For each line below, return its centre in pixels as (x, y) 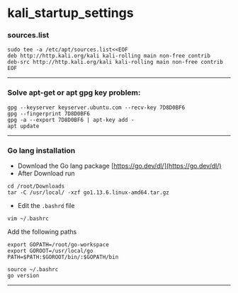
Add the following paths (42, 232)
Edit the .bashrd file (46, 206)
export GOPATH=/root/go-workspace (58, 245)
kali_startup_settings (70, 13)
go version (23, 276)
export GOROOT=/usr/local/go (50, 251)
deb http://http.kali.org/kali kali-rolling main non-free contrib (109, 56)
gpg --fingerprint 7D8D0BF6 (49, 114)
